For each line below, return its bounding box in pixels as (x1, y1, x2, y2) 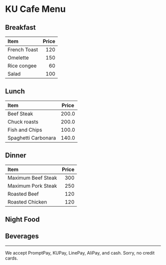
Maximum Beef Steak (7, 174, 57, 181)
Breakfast (5, 23, 36, 32)
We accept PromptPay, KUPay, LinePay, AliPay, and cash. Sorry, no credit (5, 250, 155, 256)
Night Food (5, 215, 40, 224)
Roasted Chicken (7, 198, 47, 205)
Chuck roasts (7, 118, 39, 125)
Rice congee (7, 62, 37, 69)
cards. (5, 255, 18, 261)
